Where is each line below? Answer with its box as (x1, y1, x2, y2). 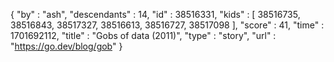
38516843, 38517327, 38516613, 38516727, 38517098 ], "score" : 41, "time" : (10, 19, 325, 31)
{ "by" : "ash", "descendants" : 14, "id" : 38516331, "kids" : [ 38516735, (10, 9, 301, 20)
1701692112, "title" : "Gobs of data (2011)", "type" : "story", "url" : (10, 30, 277, 41)
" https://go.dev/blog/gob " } (10, 40, 123, 52)
